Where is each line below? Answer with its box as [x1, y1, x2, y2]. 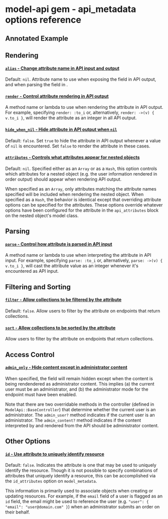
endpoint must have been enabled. [5, 391, 77, 397]
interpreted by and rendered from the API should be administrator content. [5, 422, 159, 428]
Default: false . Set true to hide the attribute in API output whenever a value [5, 137, 161, 143]
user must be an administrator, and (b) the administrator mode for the [5, 386, 149, 392]
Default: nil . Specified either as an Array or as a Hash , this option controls [5, 165, 157, 171]
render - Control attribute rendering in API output [5, 93, 109, 99]
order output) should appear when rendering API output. [5, 176, 122, 182]
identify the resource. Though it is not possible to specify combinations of [5, 467, 158, 473]
